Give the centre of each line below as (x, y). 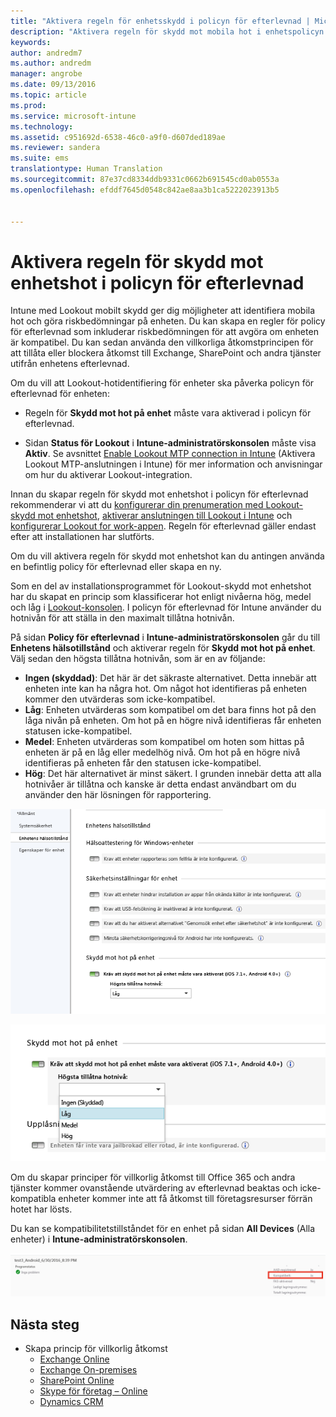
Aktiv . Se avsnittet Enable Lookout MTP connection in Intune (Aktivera (170, 454)
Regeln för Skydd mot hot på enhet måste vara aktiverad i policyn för (168, 413)
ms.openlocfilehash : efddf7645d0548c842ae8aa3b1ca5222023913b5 (145, 190)
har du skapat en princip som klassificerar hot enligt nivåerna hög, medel (161, 597)
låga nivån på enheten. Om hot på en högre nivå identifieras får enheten (173, 721)
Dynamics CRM (71, 1402)
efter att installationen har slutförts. (82, 537)
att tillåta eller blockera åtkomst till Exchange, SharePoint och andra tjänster (166, 353)
